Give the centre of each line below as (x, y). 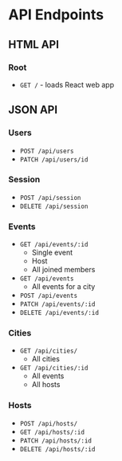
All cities (45, 359)
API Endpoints (56, 15)
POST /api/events (49, 296)
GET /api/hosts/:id (52, 432)
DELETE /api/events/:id (59, 313)
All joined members (63, 270)
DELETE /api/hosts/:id (57, 449)
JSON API (33, 110)
